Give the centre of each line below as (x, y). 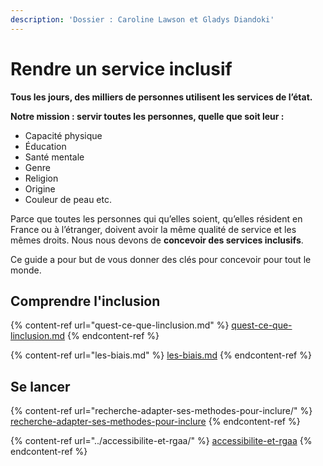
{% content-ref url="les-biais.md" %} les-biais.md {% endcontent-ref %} (161, 355)
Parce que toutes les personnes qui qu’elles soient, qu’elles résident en (156, 218)
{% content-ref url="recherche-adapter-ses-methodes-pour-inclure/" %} (161, 411)
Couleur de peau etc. (68, 199)
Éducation (45, 146)
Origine (40, 188)
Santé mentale (54, 157)
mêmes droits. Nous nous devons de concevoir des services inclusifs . (157, 240)
